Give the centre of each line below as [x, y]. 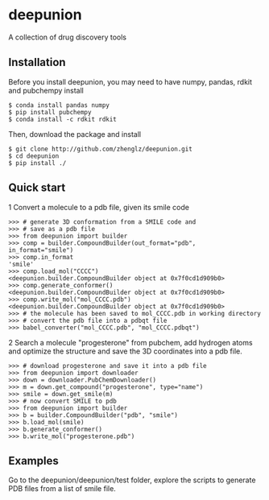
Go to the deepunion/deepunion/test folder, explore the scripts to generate [132, 480]
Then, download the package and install [75, 134]
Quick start [37, 188]
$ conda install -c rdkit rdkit [62, 119]
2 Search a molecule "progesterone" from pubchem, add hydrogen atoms [130, 342]
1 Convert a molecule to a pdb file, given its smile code [99, 207]
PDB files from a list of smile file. [62, 489]
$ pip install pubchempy [50, 112]
